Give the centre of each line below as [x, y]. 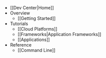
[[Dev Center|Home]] [32, 8]
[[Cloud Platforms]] [37, 29]
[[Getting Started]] [37, 18]
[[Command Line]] [36, 50]
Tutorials [19, 23]
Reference [21, 45]
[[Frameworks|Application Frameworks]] [59, 34]
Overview [20, 13]
